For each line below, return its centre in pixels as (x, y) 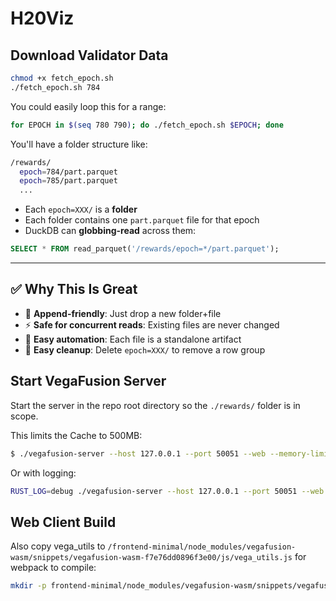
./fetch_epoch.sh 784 (55, 87)
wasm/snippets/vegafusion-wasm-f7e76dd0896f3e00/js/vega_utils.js (151, 558)
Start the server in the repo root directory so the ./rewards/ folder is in (155, 405)
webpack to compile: (53, 568)
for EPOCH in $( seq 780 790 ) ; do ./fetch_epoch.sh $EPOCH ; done (147, 125)
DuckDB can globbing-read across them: (110, 231)
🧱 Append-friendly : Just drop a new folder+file (123, 313)
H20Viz (42, 18)
